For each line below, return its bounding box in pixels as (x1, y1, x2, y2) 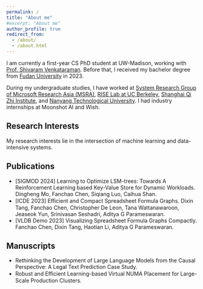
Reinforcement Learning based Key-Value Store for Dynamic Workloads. (15, 183, 196, 191)
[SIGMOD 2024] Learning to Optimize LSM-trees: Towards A (15, 177, 167, 185)
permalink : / (6, 8, 39, 15)
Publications (6, 161, 55, 172)
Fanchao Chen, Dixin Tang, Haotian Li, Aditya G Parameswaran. (15, 223, 174, 231)
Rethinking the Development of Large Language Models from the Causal (15, 257, 196, 264)
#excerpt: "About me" (6, 20, 61, 26)
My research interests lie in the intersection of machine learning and (6, 137, 177, 144)
